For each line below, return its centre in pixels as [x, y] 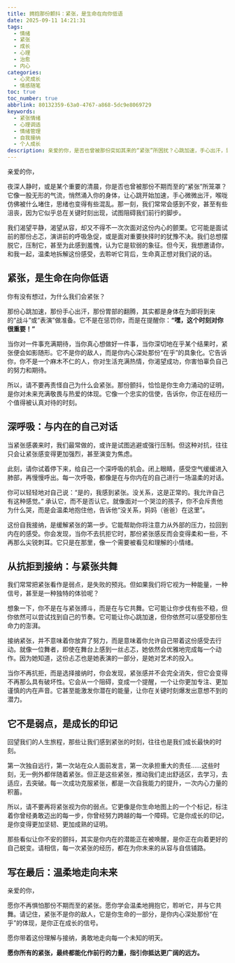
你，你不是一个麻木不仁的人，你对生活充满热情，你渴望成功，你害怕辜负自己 [117, 361]
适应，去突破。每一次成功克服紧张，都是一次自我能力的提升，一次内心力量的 [117, 783]
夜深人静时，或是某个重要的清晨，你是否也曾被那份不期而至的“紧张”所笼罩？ [117, 186]
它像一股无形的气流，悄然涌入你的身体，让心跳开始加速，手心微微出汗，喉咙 [117, 195]
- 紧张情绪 [27, 118]
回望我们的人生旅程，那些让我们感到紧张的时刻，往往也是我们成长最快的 [111, 742]
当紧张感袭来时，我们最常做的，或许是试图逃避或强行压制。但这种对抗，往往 [117, 445]
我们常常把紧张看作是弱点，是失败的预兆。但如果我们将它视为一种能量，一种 [117, 585]
